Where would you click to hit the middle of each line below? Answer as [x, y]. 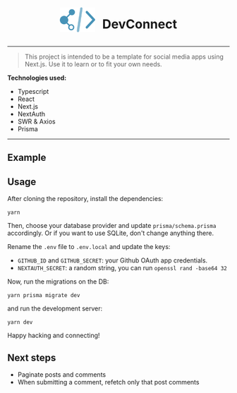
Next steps [32, 357]
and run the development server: [55, 308]
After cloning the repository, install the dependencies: [85, 199]
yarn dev [20, 322]
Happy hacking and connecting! [54, 335]
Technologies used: [37, 78]
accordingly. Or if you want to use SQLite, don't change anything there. [110, 233]
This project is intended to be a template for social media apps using [124, 56]
